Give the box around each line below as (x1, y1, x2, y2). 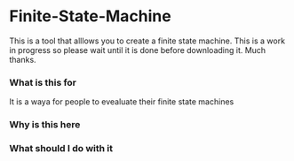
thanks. (9, 54, 37, 65)
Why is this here (9, 119, 81, 131)
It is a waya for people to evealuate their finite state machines (9, 96, 234, 107)
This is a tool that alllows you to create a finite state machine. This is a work (9, 35, 286, 46)
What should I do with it (9, 142, 114, 155)
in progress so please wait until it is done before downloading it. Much (9, 44, 266, 55)
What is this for (9, 76, 77, 88)
